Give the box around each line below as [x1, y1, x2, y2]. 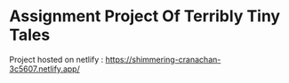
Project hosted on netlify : [9, 54, 104, 64]
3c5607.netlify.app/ [9, 64, 80, 74]
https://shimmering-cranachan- [105, 54, 221, 64]
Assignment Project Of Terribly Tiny [9, 6, 281, 26]
